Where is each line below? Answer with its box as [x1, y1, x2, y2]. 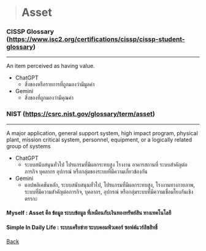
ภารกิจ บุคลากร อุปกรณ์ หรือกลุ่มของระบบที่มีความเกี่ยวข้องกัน [24, 168, 148, 175]
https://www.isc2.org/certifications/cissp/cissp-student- [9, 35, 185, 43]
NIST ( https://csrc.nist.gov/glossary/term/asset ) [6, 110, 155, 118]
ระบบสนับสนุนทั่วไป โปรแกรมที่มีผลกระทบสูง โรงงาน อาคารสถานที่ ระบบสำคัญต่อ [24, 160, 188, 168]
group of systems [6, 142, 51, 149]
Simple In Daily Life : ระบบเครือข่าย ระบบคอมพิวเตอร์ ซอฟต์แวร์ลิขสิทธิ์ [6, 223, 158, 231]
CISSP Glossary [6, 28, 54, 36]
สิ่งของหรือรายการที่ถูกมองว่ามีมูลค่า [24, 81, 95, 88]
